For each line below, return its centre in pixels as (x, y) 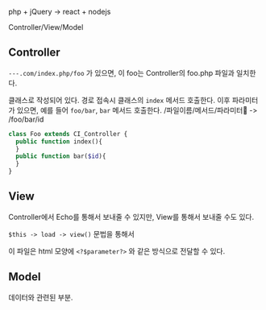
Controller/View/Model (46, 27)
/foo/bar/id (26, 119)
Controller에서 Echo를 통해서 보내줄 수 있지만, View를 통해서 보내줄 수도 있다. (131, 217)
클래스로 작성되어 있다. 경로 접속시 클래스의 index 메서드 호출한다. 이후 (119, 100)
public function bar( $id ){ (61, 156)
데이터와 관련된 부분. (41, 297)
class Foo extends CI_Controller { (68, 134)
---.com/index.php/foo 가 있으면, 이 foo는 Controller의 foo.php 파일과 (122, 72)
